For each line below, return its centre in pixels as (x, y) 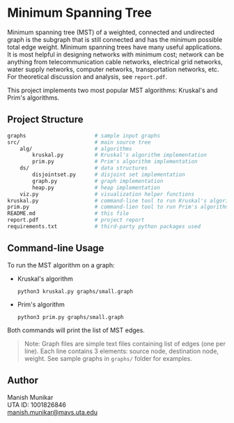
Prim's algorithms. (33, 97)
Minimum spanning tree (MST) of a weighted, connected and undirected (111, 32)
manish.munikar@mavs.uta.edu (53, 412)
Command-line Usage (56, 248)
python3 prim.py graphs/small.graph (70, 317)
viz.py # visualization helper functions (107, 194)
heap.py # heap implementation (96, 187)
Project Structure (45, 120)
